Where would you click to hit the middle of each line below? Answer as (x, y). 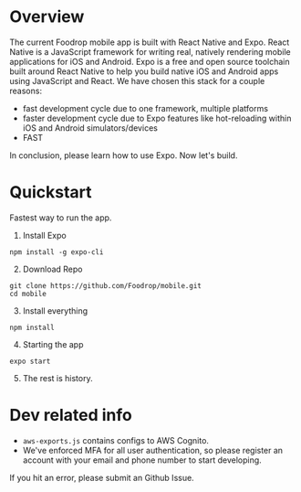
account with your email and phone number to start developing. (142, 460)
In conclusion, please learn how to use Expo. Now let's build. (124, 155)
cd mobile (28, 294)
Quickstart (51, 193)
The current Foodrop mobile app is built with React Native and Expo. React (150, 42)
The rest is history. (57, 378)
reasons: (26, 91)
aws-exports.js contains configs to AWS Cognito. (116, 440)
